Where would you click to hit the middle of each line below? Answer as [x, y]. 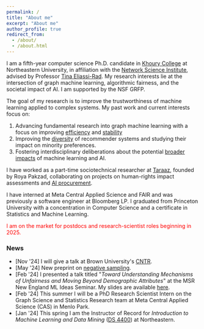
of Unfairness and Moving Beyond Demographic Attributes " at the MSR [105, 281]
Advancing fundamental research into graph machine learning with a [101, 126]
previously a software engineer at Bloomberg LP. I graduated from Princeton [102, 201]
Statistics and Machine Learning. [48, 214]
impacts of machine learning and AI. [61, 158]
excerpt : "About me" [33, 23]
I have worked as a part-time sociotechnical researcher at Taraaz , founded [100, 170]
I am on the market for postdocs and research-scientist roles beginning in [99, 225]
